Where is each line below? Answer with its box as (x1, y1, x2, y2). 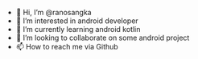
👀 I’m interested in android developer (15, 16, 138, 26)
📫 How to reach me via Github (15, 42, 118, 51)
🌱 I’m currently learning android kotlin (15, 25, 141, 33)
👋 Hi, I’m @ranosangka (15, 8, 92, 17)
